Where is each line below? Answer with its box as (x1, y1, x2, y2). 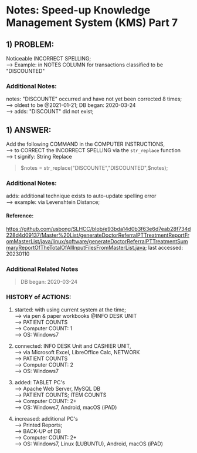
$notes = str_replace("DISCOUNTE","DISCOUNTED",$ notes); (20, 165, 168, 172)
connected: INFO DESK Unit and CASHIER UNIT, (14, 343, 131, 350)
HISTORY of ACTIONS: (6, 293, 72, 301)
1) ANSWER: (6, 125, 52, 135)
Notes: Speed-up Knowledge (6, 4, 151, 17)
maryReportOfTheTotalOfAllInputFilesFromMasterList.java (6, 244, 145, 251)
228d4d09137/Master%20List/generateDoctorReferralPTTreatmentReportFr (6, 231, 190, 239)
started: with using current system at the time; (14, 306, 126, 313)
